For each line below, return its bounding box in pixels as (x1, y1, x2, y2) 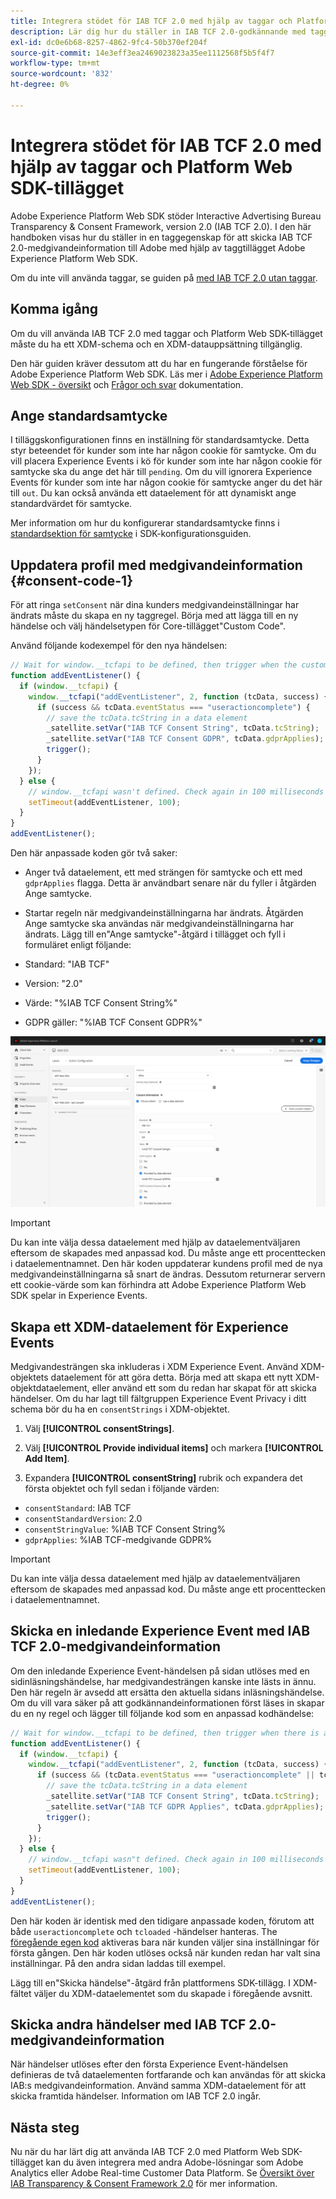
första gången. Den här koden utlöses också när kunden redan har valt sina (10, 1946, 321, 1959)
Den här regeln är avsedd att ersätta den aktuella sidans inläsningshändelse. (10, 1686, 325, 1698)
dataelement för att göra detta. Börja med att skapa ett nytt (50, 1371, 293, 1383)
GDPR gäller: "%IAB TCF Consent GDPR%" (24, 1016, 203, 1028)
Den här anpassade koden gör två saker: (10, 847, 178, 859)
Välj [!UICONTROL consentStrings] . (24, 1422, 175, 1434)
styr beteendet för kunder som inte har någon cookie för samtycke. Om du (10, 445, 317, 457)
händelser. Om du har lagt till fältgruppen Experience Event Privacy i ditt (10, 1392, 307, 1404)
